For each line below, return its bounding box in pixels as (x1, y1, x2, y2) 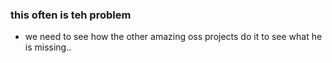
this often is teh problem (10, 8, 132, 22)
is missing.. (24, 41, 72, 53)
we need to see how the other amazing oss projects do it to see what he (24, 31, 323, 43)
